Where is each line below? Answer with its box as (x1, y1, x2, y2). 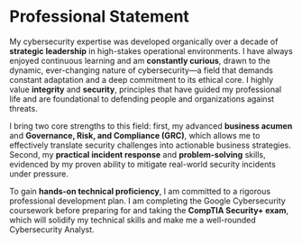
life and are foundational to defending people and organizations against (9, 93, 275, 104)
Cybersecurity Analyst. (9, 223, 95, 235)
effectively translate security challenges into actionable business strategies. (9, 140, 291, 150)
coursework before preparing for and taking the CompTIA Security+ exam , (9, 204, 289, 215)
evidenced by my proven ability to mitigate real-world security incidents (9, 158, 277, 169)
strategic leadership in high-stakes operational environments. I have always (9, 45, 293, 56)
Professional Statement (9, 6, 189, 27)
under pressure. (9, 168, 69, 179)
